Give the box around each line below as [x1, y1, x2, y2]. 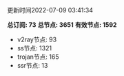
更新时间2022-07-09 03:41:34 [7, 6, 93, 14]
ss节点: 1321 [17, 44, 52, 52]
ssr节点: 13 [17, 61, 48, 69]
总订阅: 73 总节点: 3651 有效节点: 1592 [7, 21, 117, 29]
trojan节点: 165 [17, 53, 59, 61]
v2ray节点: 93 [17, 35, 57, 44]
